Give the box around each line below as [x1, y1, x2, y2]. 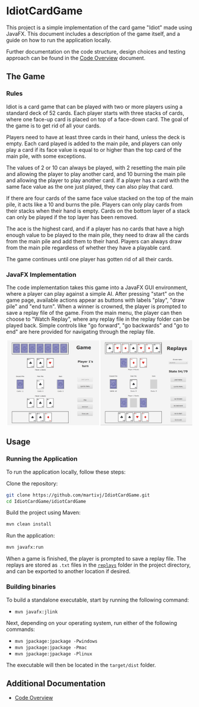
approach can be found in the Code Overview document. [6, 54, 146, 61]
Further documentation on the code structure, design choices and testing [6, 48, 186, 55]
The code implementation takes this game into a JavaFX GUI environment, [6, 284, 188, 291]
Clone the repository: [6, 480, 58, 487]
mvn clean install [6, 521, 52, 527]
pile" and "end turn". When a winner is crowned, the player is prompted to [6, 302, 187, 310]
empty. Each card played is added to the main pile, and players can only [6, 140, 182, 147]
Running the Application [6, 455, 78, 463]
